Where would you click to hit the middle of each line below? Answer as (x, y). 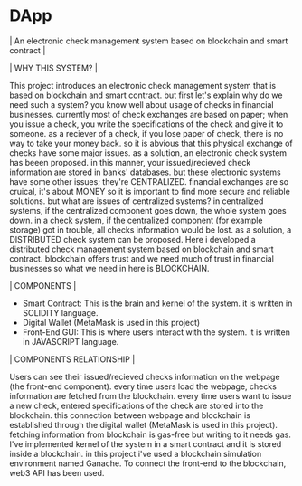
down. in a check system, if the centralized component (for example (137, 220)
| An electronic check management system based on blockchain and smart (149, 41)
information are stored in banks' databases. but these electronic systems (146, 172)
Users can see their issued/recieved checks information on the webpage (145, 376)
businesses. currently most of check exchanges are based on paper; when (149, 114)
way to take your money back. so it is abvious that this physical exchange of (151, 143)
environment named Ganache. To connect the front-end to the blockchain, (148, 463)
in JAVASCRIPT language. (71, 341)
